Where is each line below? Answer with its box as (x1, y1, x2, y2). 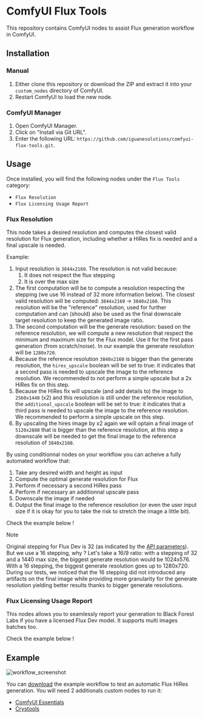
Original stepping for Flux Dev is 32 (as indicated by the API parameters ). (6, 543, 189, 550)
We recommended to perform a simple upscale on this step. (15, 414, 165, 421)
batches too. (6, 623, 38, 631)
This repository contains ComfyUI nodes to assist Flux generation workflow (6, 24, 195, 32)
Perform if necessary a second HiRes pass (15, 482, 122, 489)
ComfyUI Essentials (15, 699, 65, 706)
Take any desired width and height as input (15, 469, 123, 477)
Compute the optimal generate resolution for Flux (15, 475, 138, 483)
